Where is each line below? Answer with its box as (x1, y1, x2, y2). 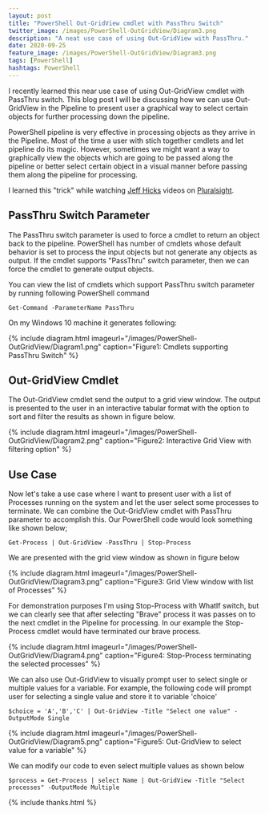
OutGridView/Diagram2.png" (8, 436, 103, 446)
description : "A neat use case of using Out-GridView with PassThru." (8, 34, 249, 43)
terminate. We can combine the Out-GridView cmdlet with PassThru (8, 507, 232, 516)
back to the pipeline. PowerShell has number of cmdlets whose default (8, 238, 242, 248)
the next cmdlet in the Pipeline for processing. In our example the (8, 618, 224, 628)
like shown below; (8, 523, 68, 533)
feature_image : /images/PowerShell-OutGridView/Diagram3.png (8, 49, 217, 57)
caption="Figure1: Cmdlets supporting (102, 342, 229, 352)
